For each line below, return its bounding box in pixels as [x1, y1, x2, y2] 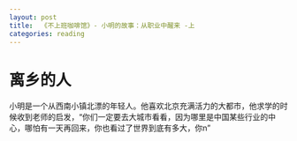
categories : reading [9, 29, 86, 38]
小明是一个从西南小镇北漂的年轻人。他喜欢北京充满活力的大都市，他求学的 [9, 100, 280, 111]
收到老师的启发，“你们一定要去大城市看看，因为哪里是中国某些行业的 [16, 112, 269, 122]
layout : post [9, 12, 57, 22]
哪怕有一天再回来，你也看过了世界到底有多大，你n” [24, 122, 211, 133]
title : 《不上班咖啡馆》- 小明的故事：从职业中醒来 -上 [9, 21, 195, 30]
